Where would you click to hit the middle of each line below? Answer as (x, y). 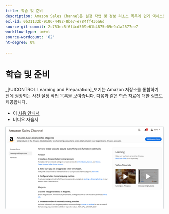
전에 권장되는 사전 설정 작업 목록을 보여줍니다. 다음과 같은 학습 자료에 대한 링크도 (84, 96)
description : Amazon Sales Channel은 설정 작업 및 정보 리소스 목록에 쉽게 (78, 16)
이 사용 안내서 (26, 113)
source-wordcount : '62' (30, 37)
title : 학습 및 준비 (24, 11)
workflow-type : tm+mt (28, 32)
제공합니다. (16, 102)
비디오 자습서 (25, 119)
